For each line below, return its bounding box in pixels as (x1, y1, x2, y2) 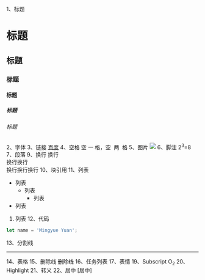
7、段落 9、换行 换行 (6, 151, 59, 158)
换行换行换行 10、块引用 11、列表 (6, 166, 89, 174)
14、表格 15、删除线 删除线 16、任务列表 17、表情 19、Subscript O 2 (6, 258, 175, 267)
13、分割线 (6, 239, 34, 246)
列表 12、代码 (15, 215, 49, 223)
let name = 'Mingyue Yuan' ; (6, 227, 78, 234)
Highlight (6, 267, 29, 274)
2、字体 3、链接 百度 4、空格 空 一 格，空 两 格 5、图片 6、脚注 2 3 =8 (6, 142, 192, 151)
